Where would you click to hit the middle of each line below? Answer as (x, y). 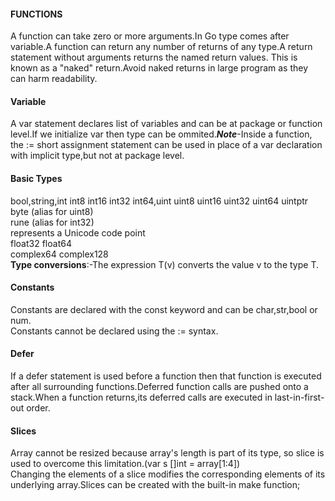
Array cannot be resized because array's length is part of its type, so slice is (167, 453)
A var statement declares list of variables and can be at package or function (166, 124)
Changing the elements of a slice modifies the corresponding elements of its (168, 474)
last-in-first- (299, 397)
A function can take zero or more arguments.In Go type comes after (150, 36)
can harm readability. (54, 79)
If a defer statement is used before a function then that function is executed (166, 376)
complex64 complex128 (59, 254)
